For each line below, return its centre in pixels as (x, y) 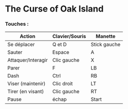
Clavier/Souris (69, 36)
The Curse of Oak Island (54, 9)
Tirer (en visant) (26, 92)
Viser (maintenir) (27, 84)
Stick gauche (106, 44)
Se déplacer (21, 44)
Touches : (17, 24)
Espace (61, 53)
